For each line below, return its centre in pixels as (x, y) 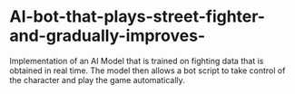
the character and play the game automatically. (98, 80)
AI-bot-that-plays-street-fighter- (138, 17)
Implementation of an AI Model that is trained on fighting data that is (137, 61)
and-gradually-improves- (108, 36)
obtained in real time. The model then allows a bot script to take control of (147, 70)
